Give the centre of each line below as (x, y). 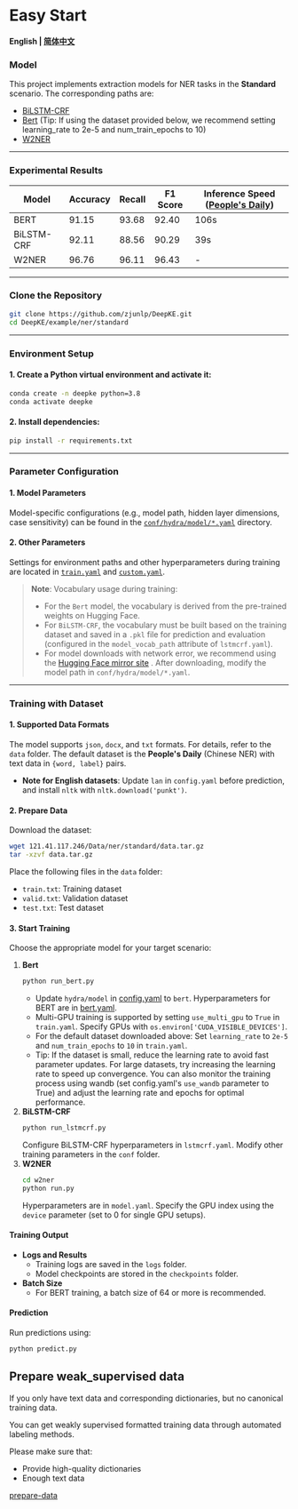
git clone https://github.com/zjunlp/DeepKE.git (101, 314)
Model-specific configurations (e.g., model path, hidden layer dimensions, (145, 513)
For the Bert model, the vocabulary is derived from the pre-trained (165, 606)
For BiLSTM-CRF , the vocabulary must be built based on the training (165, 625)
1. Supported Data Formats (59, 724)
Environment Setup (52, 354)
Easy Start (48, 16)
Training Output (39, 1235)
